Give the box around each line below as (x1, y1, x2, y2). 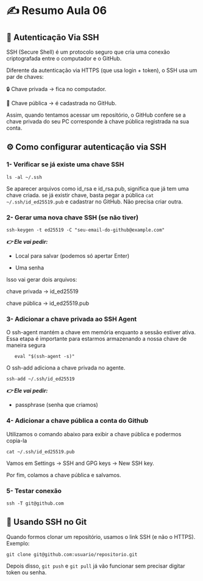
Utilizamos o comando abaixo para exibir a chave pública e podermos (6, 430, 182, 437)
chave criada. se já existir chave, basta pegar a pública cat (6, 191, 154, 199)
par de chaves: (6, 73, 44, 80)
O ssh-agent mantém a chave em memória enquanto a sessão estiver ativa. (6, 329, 196, 336)
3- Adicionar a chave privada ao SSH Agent (6, 315, 137, 323)
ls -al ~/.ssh (6, 174, 43, 180)
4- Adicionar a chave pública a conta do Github (6, 417, 149, 425)
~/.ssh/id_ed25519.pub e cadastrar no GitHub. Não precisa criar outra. (6, 198, 183, 205)
